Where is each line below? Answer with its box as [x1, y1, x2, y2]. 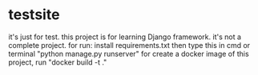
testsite [8, 6, 60, 24]
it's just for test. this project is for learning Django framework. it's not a [8, 32, 242, 41]
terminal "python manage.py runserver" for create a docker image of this [8, 49, 250, 58]
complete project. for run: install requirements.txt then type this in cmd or [8, 40, 251, 49]
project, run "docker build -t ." [8, 57, 107, 67]
